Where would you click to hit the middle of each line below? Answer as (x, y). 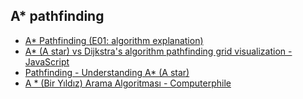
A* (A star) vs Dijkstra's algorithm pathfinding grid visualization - (158, 51)
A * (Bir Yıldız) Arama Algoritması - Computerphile (128, 83)
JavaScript (47, 61)
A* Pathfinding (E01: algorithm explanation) (114, 40)
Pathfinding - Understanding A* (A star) (107, 72)
